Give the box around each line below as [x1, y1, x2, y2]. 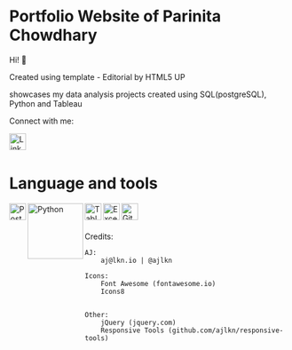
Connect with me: [9, 115, 74, 126]
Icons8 [100, 287, 125, 296]
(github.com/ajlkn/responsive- [168, 326, 284, 335]
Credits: [84, 231, 114, 242]
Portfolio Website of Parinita [9, 6, 222, 27]
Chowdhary [9, 25, 98, 45]
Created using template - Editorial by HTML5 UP [9, 71, 185, 82]
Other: [84, 310, 109, 319]
